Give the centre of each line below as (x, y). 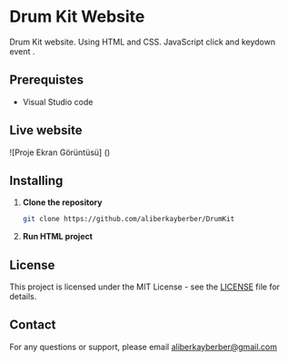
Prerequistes (47, 80)
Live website (46, 130)
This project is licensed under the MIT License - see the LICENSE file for (144, 287)
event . (22, 51)
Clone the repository (62, 202)
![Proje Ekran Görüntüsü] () (60, 152)
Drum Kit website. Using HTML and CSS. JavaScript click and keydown (142, 42)
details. (23, 297)
